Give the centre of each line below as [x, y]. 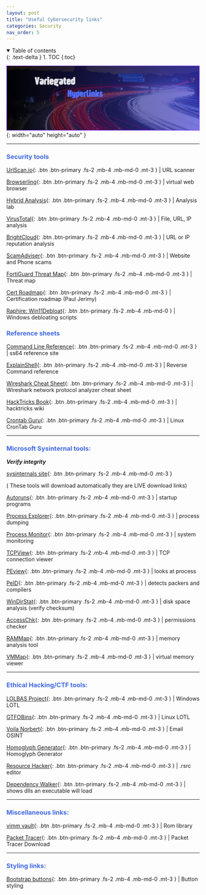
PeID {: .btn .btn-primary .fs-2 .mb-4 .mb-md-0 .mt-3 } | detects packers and [103, 583]
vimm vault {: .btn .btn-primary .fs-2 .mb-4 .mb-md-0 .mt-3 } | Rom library [100, 826]
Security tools [28, 157]
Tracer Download [28, 844]
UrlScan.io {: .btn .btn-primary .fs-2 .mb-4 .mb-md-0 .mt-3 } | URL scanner [101, 170]
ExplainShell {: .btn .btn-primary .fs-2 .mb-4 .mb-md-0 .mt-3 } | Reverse [97, 365]
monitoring [20, 541]
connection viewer [30, 560]
